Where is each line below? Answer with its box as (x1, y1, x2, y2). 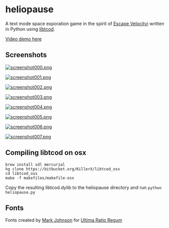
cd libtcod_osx (5, 171, 38, 176)
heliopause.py (5, 190, 36, 195)
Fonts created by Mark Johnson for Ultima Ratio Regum (5, 217, 122, 223)
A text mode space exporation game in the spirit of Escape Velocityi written (5, 20, 164, 27)
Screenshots (5, 51, 47, 59)
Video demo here (5, 36, 42, 42)
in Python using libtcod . (5, 26, 55, 32)
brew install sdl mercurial (5, 162, 66, 167)
